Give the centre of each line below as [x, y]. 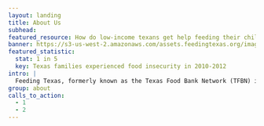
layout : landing [35, 15]
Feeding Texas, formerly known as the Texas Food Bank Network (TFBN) [133, 81]
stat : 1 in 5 [37, 59]
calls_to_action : [37, 95]
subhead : [22, 30]
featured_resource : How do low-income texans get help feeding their [125, 37]
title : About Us [35, 23]
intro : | [22, 74]
